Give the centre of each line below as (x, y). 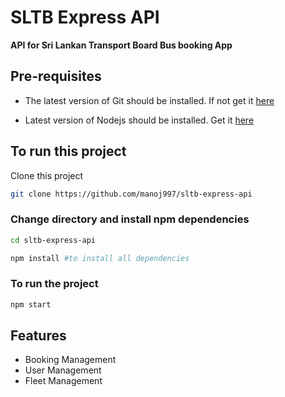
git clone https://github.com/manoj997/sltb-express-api (131, 194)
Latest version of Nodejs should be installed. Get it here (139, 120)
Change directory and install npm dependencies (130, 219)
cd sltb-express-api (53, 240)
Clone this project (47, 175)
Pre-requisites (56, 76)
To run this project (68, 151)
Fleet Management (63, 381)
